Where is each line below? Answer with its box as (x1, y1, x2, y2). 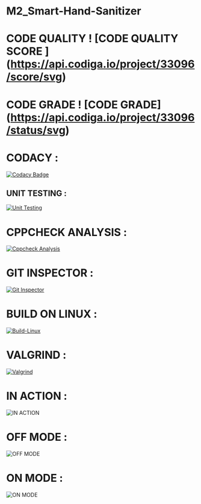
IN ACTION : (6, 390, 67, 403)
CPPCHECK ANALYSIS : (6, 225, 128, 239)
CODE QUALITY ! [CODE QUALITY (6, 32, 179, 46)
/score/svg (6, 70, 63, 84)
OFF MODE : (6, 431, 67, 444)
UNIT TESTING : (6, 188, 67, 198)
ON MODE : (6, 471, 63, 485)
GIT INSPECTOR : (6, 266, 94, 280)
